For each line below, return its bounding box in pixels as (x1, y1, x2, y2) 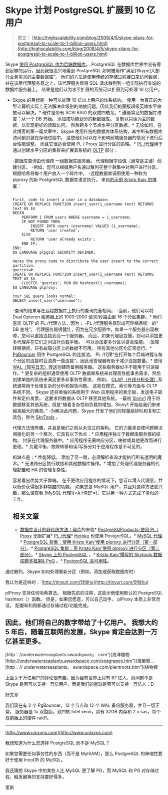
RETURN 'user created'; (30, 228, 80, 233)
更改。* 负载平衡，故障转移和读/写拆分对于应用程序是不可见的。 (12, 443, 145, 449)
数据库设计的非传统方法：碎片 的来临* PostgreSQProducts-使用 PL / (19, 526, 159, 532)
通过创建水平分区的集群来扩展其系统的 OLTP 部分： (12, 147, 118, 153)
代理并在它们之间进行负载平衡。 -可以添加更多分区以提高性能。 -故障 (16, 339, 159, 345)
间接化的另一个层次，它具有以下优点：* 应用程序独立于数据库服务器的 (12, 431, 156, 437)
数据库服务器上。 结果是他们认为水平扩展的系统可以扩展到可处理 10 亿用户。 (5, 86, 162, 92)
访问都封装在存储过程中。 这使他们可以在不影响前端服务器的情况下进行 (12, 134, 158, 140)
